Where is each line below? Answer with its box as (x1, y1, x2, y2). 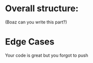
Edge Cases (5, 36, 55, 47)
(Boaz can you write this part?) (5, 19, 68, 25)
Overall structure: (5, 3, 79, 14)
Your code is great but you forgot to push (5, 52, 88, 58)
